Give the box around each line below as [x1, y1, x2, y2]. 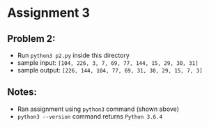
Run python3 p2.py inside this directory [17, 51, 130, 59]
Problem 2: [7, 33, 56, 45]
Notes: [7, 86, 37, 98]
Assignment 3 [7, 5, 91, 21]
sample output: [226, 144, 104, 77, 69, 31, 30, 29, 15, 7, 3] [17, 66, 203, 74]
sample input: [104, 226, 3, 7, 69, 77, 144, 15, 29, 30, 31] [17, 59, 199, 67]
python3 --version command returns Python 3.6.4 [17, 112, 163, 120]
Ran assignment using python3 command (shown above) [17, 105, 180, 113]
